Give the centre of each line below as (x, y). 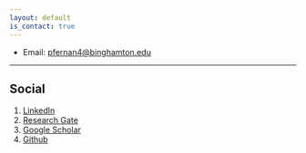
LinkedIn (39, 110)
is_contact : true (42, 26)
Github (35, 139)
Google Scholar (52, 130)
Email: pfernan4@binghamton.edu (87, 52)
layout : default (40, 18)
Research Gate (51, 120)
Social (27, 88)
